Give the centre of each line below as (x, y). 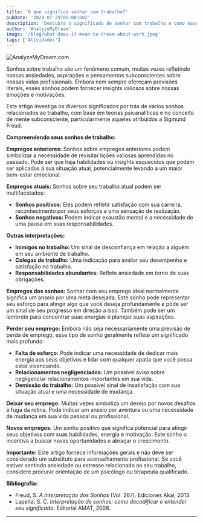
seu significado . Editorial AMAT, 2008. (63, 508)
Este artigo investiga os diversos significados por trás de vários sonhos (95, 106)
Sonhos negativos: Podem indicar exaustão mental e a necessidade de (104, 217)
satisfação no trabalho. (43, 266)
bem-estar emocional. (34, 175)
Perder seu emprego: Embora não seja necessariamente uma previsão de (98, 328)
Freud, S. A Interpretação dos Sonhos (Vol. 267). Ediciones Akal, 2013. (103, 495)
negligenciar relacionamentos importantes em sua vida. (84, 379)
